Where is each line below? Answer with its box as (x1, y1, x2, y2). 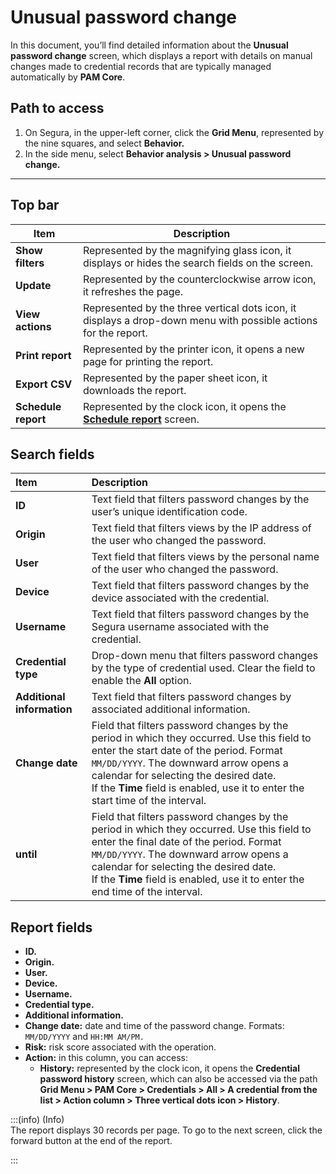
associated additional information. (91, 702, 251, 716)
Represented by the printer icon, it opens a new (82, 342, 305, 356)
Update (15, 278, 52, 292)
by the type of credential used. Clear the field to (91, 661, 316, 675)
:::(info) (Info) (10, 1114, 65, 1126)
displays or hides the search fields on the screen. (82, 256, 314, 270)
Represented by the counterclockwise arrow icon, (82, 272, 317, 286)
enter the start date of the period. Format (91, 744, 283, 758)
